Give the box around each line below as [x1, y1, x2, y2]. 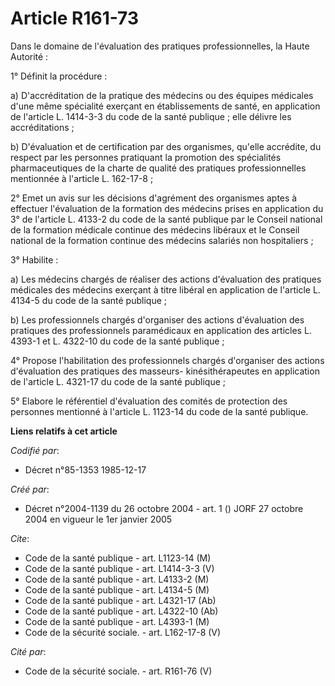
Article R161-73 [10, 7, 139, 30]
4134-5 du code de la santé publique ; [10, 294, 167, 306]
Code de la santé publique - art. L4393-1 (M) [24, 615, 210, 627]
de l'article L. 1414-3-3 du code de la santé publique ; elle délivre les [10, 110, 292, 122]
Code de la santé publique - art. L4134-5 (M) [24, 583, 210, 596]
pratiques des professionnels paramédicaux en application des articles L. [10, 324, 312, 336]
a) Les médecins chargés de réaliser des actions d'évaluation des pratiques [10, 273, 322, 285]
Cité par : [10, 645, 47, 657]
